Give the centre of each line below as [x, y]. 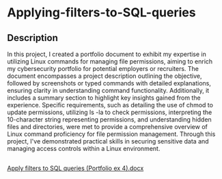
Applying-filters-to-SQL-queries [101, 13]
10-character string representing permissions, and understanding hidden [109, 120]
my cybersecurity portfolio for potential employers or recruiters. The [103, 69]
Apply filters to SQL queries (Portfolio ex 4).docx [75, 168]
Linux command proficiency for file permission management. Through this [111, 134]
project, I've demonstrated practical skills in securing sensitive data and [108, 141]
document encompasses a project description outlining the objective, [105, 76]
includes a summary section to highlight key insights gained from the [104, 98]
